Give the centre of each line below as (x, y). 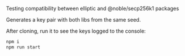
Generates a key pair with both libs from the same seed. (73, 20)
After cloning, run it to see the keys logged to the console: (76, 31)
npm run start (23, 47)
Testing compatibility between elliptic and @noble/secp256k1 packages (93, 8)
